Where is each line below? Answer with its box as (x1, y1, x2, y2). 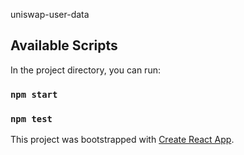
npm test (10, 113, 53, 124)
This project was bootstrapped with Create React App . (10, 134, 235, 146)
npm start (10, 89, 58, 100)
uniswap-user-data (10, 9, 90, 20)
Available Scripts (10, 37, 118, 54)
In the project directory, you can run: (10, 64, 161, 76)
